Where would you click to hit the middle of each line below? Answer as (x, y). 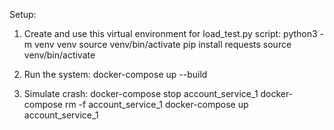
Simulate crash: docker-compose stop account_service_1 (141, 93)
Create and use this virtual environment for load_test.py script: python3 (170, 33)
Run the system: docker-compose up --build (115, 74)
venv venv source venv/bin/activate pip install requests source (162, 44)
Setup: (23, 14)
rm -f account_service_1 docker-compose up (156, 104)
